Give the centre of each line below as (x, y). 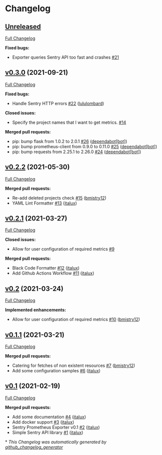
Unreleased (23, 27)
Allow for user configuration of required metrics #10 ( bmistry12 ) (76, 319)
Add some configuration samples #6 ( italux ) (56, 371)
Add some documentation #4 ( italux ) (49, 417)
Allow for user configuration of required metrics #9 (63, 249)
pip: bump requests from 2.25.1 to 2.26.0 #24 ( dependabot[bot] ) (77, 152)
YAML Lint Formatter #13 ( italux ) (44, 203)
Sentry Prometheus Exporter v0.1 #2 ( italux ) (56, 427)
